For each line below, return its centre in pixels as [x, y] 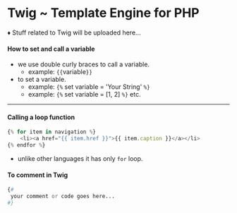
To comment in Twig [38, 175]
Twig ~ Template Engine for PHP [103, 13]
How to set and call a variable [51, 49]
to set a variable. [42, 80]
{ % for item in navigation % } [52, 132]
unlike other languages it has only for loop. [80, 158]
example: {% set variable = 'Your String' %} [89, 87]
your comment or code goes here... [62, 196]
